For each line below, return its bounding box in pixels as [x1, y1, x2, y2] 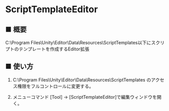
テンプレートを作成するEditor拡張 [18, 46, 90, 52]
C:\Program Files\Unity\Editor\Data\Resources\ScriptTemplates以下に [5, 40, 152, 45]
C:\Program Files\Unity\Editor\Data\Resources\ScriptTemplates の [12, 76, 151, 82]
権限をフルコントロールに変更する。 [17, 83, 94, 89]
